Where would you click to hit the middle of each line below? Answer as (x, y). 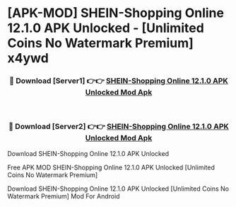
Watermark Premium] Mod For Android (64, 196)
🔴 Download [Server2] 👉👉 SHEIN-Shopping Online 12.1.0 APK (119, 127)
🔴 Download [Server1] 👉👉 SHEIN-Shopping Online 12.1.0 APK (119, 81)
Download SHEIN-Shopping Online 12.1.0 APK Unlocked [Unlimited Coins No (118, 189)
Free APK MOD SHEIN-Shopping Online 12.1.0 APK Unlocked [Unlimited (111, 167)
